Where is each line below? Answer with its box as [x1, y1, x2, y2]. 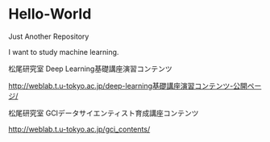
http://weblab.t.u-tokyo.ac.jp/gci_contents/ [8, 124, 151, 134]
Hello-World [8, 5, 92, 23]
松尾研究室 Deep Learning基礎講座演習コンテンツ [8, 64, 172, 73]
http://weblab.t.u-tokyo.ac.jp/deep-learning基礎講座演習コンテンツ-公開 [8, 81, 248, 90]
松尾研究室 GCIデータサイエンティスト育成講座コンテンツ [8, 108, 199, 118]
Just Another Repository [8, 31, 89, 41]
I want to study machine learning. [8, 47, 119, 56]
